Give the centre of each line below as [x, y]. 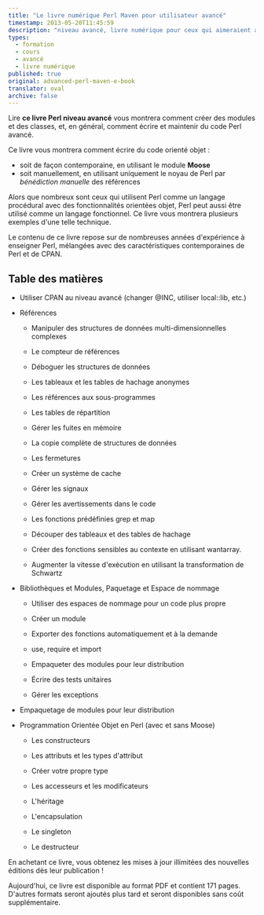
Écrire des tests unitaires [71, 679]
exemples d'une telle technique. [60, 222]
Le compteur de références [75, 352]
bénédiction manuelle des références [80, 182]
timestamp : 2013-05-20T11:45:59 [61, 23]
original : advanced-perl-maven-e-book [71, 81]
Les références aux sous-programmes [93, 397]
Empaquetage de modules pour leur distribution [97, 710]
